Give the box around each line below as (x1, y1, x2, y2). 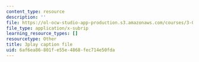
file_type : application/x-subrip (6, 25, 89, 31)
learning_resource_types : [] (6, 31, 78, 37)
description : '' (6, 14, 46, 20)
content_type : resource (6, 8, 65, 15)
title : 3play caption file (6, 42, 73, 48)
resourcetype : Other (6, 36, 57, 42)
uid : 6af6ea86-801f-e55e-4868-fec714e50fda (6, 47, 115, 53)
